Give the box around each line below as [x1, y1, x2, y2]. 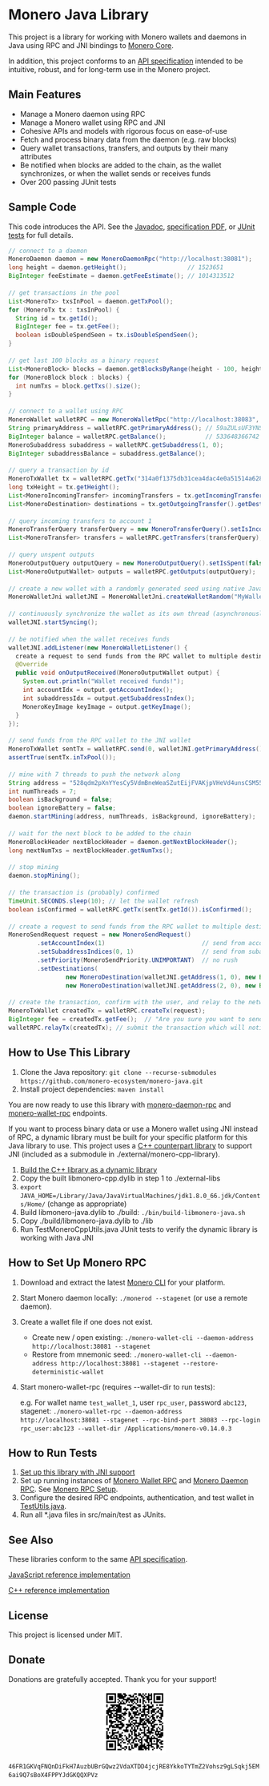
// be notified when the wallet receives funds [8, 635, 171, 643]
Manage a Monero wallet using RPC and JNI [19, 118, 166, 127]
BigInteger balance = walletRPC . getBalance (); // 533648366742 [8, 432, 260, 440]
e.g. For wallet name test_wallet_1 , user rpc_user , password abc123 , [19, 1398, 247, 1407]
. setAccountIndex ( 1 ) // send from [37, 939, 246, 947]
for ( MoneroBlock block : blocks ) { [8, 373, 130, 381]
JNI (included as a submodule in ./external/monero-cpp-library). [8, 1149, 220, 1159]
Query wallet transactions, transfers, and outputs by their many [19, 143, 229, 153]
